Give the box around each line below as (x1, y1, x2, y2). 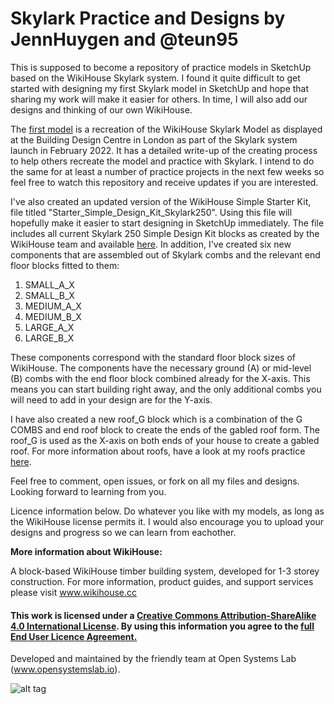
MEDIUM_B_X (24, 310, 82, 322)
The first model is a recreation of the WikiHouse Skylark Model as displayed (10, 123, 323, 135)
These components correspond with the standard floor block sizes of (10, 351, 296, 363)
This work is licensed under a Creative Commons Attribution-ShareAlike (10, 609, 317, 621)
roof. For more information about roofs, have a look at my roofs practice (10, 445, 306, 457)
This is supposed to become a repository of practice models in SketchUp (10, 61, 312, 73)
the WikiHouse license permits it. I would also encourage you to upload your (10, 515, 325, 527)
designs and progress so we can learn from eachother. (10, 526, 237, 538)
